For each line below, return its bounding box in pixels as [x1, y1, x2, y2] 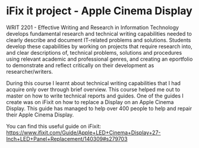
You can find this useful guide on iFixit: [6, 122, 102, 130]
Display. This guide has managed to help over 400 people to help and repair [6, 105, 192, 112]
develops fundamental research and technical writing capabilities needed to [6, 30, 192, 37]
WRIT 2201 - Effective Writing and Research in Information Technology [6, 24, 179, 31]
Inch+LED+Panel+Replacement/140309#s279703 [6, 135, 128, 142]
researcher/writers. [6, 68, 53, 75]
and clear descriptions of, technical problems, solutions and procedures [6, 49, 182, 56]
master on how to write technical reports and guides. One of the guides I [6, 92, 184, 99]
